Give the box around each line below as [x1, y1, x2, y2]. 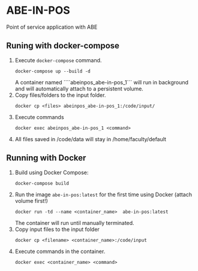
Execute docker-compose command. [14, 56, 102, 63]
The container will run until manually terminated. [14, 219, 134, 226]
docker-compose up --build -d [14, 68, 91, 74]
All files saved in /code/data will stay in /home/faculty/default [14, 135, 167, 142]
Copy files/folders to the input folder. [14, 91, 106, 99]
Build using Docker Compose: [14, 169, 89, 176]
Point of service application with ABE [6, 23, 98, 31]
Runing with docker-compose [6, 41, 120, 51]
